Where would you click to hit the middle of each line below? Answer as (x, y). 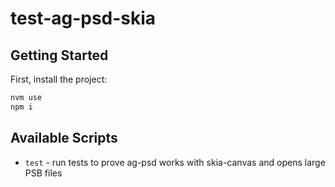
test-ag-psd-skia (83, 18)
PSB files (43, 173)
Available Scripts (64, 138)
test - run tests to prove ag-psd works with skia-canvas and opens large (175, 162)
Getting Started (59, 55)
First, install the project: (59, 79)
